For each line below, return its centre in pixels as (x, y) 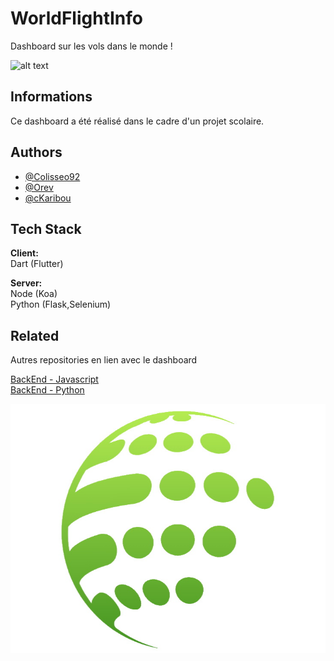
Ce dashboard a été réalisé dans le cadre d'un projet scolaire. (137, 121)
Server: (26, 283)
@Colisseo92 (52, 176)
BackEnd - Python (47, 390)
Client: (24, 253)
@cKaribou (48, 198)
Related (35, 335)
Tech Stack (46, 228)
